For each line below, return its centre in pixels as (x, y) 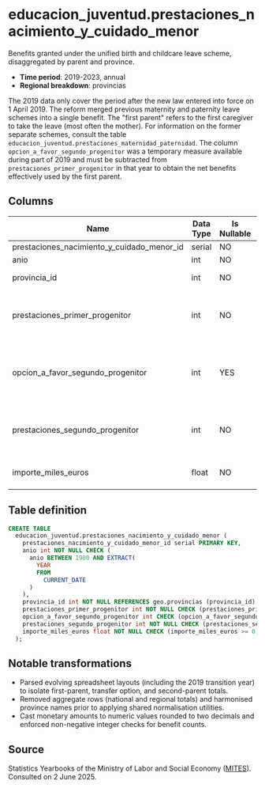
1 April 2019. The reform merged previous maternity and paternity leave (124, 109)
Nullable (235, 233)
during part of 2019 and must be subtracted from (88, 159)
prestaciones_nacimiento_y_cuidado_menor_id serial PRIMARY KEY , (132, 544)
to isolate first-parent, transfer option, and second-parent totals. (124, 691)
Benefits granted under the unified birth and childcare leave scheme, (120, 53)
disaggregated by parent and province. (71, 62)
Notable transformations (70, 663)
